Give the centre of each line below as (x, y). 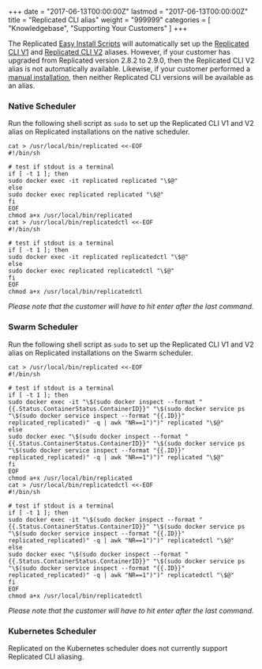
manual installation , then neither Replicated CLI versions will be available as (131, 77)
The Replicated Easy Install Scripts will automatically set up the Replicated (129, 44)
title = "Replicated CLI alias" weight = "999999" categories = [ (109, 20)
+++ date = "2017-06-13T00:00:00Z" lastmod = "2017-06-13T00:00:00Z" (128, 11)
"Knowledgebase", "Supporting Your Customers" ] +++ (98, 28)
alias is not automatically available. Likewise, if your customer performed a (129, 69)
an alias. (22, 86)
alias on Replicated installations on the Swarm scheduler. (101, 352)
